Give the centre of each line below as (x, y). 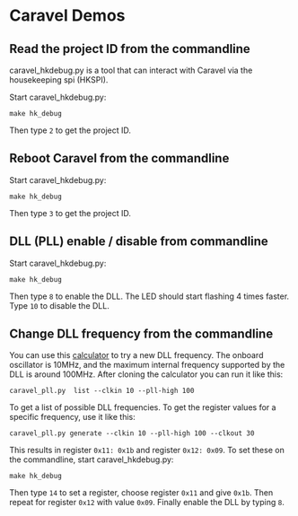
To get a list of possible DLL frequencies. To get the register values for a (143, 407)
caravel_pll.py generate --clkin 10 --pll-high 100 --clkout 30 (132, 433)
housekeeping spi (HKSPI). (59, 80)
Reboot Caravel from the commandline (119, 158)
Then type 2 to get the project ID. (70, 130)
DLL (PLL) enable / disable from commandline (139, 242)
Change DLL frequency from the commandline (141, 334)
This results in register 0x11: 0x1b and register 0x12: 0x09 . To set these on (147, 450)
